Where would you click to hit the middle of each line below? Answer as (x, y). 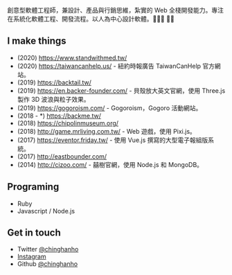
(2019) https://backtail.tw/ (54, 82)
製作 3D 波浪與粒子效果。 (53, 99)
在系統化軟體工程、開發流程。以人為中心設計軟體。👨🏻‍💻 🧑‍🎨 (91, 19)
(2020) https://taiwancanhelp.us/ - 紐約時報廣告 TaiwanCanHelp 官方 (116, 66)
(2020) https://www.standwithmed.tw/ (72, 57)
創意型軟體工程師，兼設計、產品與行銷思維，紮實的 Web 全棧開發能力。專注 (115, 10)
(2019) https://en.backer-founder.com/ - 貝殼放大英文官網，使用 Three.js (121, 90)
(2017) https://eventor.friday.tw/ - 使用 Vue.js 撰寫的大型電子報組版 (113, 140)
